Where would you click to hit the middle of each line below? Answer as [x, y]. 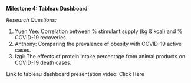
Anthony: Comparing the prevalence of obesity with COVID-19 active [98, 44]
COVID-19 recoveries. [41, 37]
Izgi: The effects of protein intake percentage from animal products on [100, 56]
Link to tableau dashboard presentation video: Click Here [75, 74]
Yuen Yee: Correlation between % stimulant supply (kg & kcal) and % [98, 31]
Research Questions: [32, 20]
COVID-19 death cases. [43, 62]
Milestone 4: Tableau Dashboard [47, 9]
